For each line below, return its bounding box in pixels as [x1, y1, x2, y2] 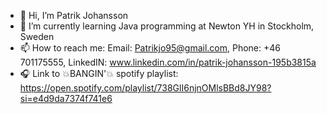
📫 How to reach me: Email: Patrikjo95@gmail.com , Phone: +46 [19, 42, 281, 54]
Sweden [19, 31, 55, 42]
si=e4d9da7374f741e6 [19, 93, 113, 104]
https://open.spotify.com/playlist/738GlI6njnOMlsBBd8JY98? [19, 82, 272, 94]
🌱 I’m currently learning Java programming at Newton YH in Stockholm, [19, 20, 315, 32]
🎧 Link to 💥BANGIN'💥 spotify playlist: [19, 68, 179, 79]
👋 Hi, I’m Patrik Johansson [19, 10, 129, 21]
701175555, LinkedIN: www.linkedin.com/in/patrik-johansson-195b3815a [19, 56, 317, 68]
